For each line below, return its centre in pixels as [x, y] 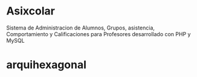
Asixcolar [31, 11]
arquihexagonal [46, 65]
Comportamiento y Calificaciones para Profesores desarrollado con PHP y [98, 34]
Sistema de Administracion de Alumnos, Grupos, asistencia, [81, 28]
